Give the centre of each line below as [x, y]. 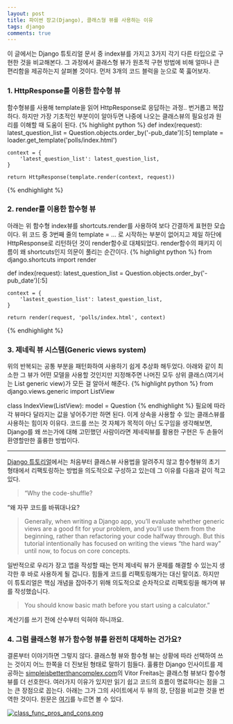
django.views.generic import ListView [61, 392]
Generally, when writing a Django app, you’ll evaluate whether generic [124, 522]
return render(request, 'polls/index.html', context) [87, 317]
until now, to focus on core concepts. [77, 551]
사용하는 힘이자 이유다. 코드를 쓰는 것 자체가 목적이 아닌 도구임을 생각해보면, [110, 423]
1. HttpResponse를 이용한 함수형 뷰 [64, 91]
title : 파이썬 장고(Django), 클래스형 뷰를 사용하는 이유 [80, 20]
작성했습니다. [32, 591]
